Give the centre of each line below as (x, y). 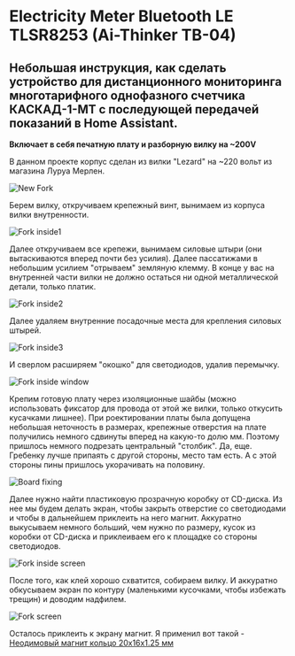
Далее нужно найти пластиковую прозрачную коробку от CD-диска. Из (146, 499)
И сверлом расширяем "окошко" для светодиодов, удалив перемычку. (144, 364)
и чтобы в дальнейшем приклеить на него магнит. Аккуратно (125, 518)
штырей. (25, 330)
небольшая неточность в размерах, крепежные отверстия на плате (138, 427)
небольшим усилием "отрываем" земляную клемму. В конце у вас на (142, 268)
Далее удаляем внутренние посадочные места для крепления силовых (145, 321)
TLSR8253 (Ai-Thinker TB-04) (123, 35)
